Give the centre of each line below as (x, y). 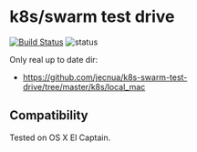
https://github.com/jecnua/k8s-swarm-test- (105, 77)
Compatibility (49, 116)
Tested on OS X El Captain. (60, 137)
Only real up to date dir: (54, 59)
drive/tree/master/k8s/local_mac (84, 86)
